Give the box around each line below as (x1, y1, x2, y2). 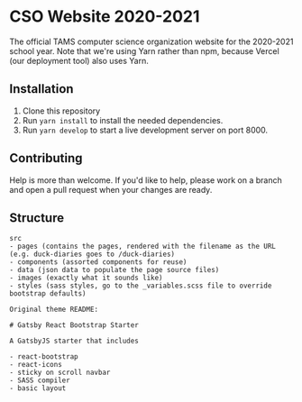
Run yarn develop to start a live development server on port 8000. (22, 124, 269, 135)
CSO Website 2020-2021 (9, 6, 200, 27)
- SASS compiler (9, 376, 70, 385)
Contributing (9, 151, 83, 166)
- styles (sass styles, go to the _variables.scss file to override (9, 281, 272, 290)
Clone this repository (22, 105, 101, 116)
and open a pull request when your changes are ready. (9, 184, 213, 195)
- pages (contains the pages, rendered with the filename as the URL (9, 242, 277, 251)
